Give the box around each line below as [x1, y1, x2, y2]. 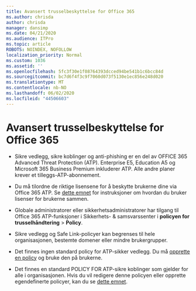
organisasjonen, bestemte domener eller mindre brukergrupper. [14, 237, 168, 244]
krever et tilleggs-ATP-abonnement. [14, 171, 101, 179]
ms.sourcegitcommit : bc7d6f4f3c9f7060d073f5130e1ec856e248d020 [6, 74, 164, 80]
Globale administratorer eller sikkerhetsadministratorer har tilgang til [14, 206, 179, 214]
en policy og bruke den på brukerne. [14, 254, 103, 261]
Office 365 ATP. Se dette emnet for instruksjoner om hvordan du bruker [14, 189, 187, 196]
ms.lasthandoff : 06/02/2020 [6, 90, 75, 96]
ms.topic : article [6, 42, 51, 47]
